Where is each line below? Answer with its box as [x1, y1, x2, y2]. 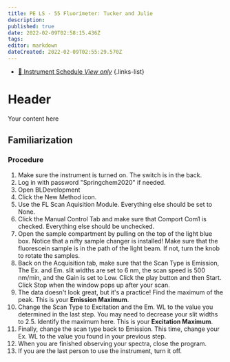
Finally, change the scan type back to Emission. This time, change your [17, 325, 220, 333]
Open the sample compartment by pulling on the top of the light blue [17, 229, 213, 238]
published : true [8, 23, 54, 30]
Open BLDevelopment [17, 185, 81, 194]
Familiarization [8, 134, 73, 146]
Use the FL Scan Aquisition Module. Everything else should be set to [17, 200, 213, 208]
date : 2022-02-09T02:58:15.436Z [8, 29, 101, 37]
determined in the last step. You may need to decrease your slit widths [17, 310, 218, 318]
